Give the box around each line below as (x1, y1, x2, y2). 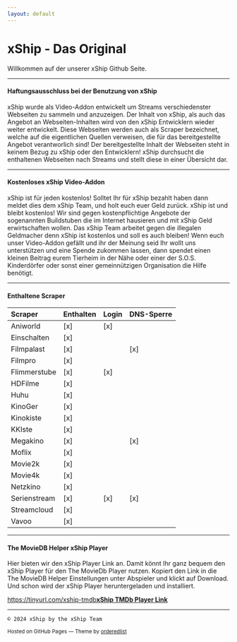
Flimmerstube (11, 367, 56, 377)
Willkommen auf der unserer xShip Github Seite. (7, 64, 147, 73)
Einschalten (11, 333, 49, 343)
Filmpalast (11, 344, 45, 354)
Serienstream (11, 494, 56, 504)
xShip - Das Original (7, 40, 127, 57)
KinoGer (11, 402, 39, 412)
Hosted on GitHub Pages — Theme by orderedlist (7, 628, 127, 636)
